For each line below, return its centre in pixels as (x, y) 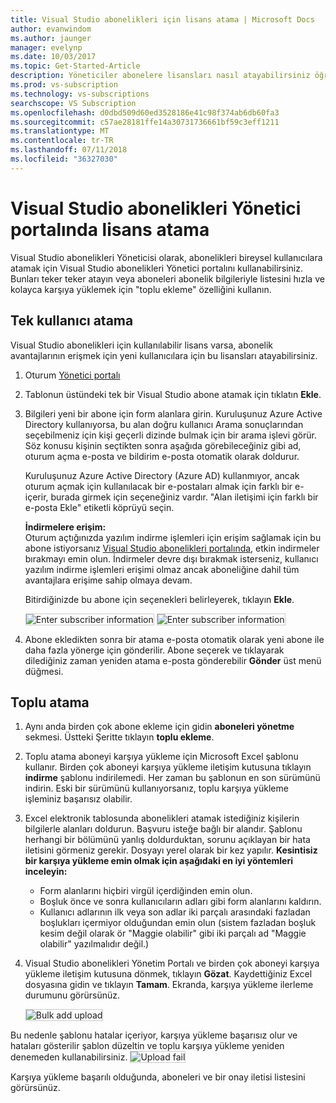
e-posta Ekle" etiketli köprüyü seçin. (99, 507)
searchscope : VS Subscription (73, 103)
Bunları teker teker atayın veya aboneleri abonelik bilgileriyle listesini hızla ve (167, 278)
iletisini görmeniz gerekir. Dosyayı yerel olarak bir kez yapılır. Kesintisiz (171, 850)
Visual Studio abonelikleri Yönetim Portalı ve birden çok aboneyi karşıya (172, 963)
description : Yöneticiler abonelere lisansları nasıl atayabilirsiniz (160, 76)
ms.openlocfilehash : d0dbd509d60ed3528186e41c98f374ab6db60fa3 (145, 112)
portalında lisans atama (110, 229)
